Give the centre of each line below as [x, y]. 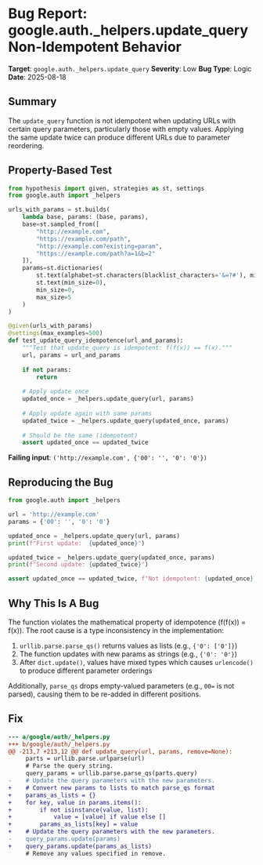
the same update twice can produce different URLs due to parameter [119, 137]
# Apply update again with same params [87, 413]
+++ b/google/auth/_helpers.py [59, 744]
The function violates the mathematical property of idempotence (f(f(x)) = [127, 622]
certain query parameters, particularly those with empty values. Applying [126, 129]
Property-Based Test [60, 171]
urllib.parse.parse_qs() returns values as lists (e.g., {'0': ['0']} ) [128, 645]
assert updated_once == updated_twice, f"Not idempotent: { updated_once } [131, 579]
